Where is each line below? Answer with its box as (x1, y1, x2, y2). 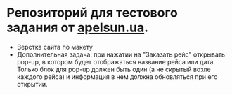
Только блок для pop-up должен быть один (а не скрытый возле (16, 65, 212, 73)
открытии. (16, 80, 48, 88)
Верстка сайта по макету (16, 43, 93, 51)
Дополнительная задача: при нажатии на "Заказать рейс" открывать (16, 50, 226, 59)
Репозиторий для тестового (6, 5, 179, 21)
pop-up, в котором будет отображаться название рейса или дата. (16, 57, 216, 66)
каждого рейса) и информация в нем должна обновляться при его (16, 72, 218, 81)
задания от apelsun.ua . (6, 20, 149, 36)
